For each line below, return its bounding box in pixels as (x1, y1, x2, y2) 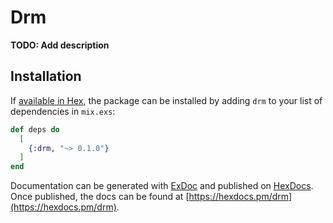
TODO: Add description (10, 39, 110, 51)
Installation (10, 68, 82, 85)
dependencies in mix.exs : (10, 105, 116, 117)
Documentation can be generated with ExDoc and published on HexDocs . (10, 180, 314, 192)
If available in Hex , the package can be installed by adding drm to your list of (10, 94, 323, 106)
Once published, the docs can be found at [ (10, 191, 190, 203)
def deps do (10, 124, 60, 135)
